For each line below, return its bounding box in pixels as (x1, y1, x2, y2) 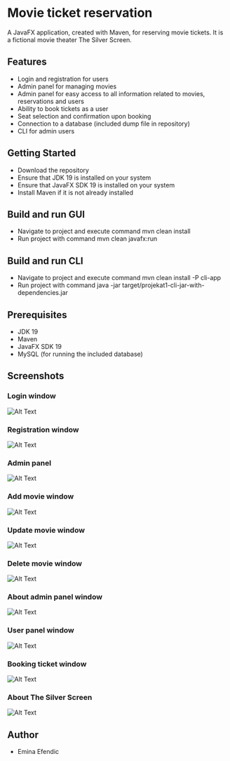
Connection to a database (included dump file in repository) (17, 119, 191, 128)
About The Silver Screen (7, 692, 93, 702)
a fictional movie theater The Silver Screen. (7, 35, 132, 44)
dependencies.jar (17, 289, 69, 297)
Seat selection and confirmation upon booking (17, 112, 151, 120)
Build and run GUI (7, 209, 86, 220)
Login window (7, 391, 56, 401)
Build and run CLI (7, 255, 84, 267)
